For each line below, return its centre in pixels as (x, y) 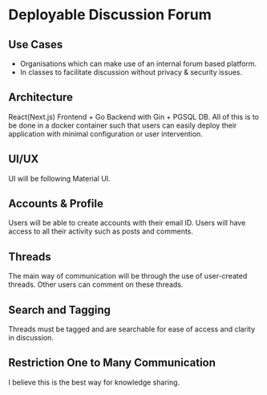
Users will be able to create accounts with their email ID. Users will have (127, 223)
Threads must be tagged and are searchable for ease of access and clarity (132, 329)
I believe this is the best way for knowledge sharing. (94, 382)
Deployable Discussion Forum (110, 15)
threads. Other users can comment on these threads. (96, 285)
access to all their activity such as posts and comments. (101, 231)
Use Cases (36, 45)
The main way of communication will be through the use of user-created (128, 276)
